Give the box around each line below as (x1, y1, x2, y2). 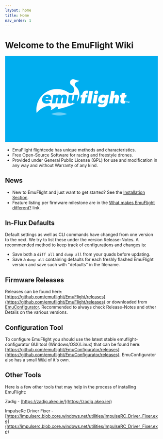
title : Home (5, 13, 29, 18)
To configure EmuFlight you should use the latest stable (5, 337, 116, 342)
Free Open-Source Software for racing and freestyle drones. (12, 152, 133, 158)
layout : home (5, 8, 32, 13)
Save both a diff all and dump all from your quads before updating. (12, 252, 150, 257)
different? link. (12, 204, 41, 211)
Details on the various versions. (5, 309, 68, 315)
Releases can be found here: (5, 289, 63, 295)
